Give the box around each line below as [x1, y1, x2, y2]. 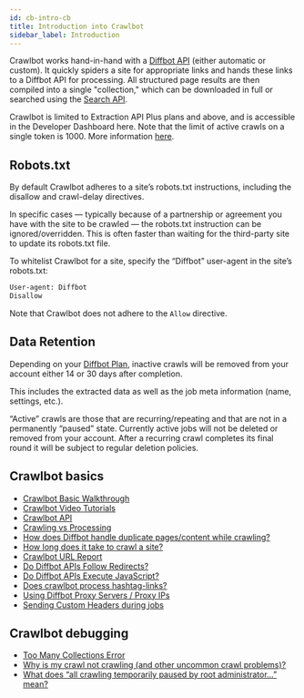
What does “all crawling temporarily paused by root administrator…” [22, 669, 278, 680]
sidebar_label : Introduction [9, 30, 120, 39]
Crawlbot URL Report [22, 550, 103, 561]
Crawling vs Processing [22, 521, 112, 533]
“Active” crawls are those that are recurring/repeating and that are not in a [9, 413, 288, 424]
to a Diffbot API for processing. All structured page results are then [9, 75, 260, 86]
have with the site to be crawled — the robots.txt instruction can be [9, 219, 262, 230]
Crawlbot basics [9, 468, 105, 484]
